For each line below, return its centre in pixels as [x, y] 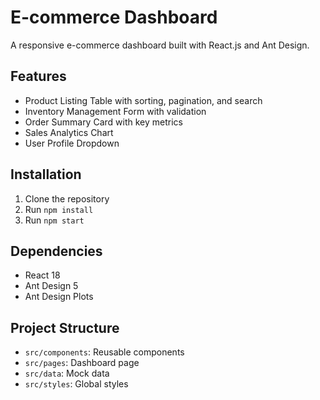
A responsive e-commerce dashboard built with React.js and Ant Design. [160, 45]
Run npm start [54, 220]
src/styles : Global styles [76, 384]
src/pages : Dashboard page [82, 363]
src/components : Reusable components [104, 352]
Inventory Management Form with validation [115, 111]
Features [38, 76]
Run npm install [59, 209]
